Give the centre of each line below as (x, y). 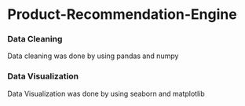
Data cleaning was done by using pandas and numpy (93, 56)
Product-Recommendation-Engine (122, 15)
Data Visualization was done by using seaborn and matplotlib (106, 93)
